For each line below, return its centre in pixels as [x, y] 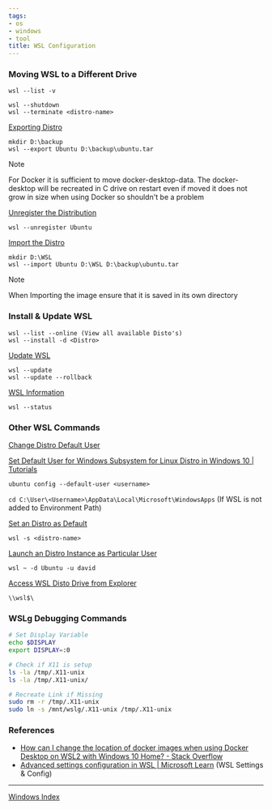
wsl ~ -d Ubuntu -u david [52, 568]
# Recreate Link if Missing [56, 694]
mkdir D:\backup [36, 143]
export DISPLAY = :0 [39, 650]
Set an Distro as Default [48, 524]
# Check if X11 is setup [50, 665]
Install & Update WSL [51, 317]
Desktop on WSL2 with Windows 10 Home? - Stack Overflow [121, 756]
